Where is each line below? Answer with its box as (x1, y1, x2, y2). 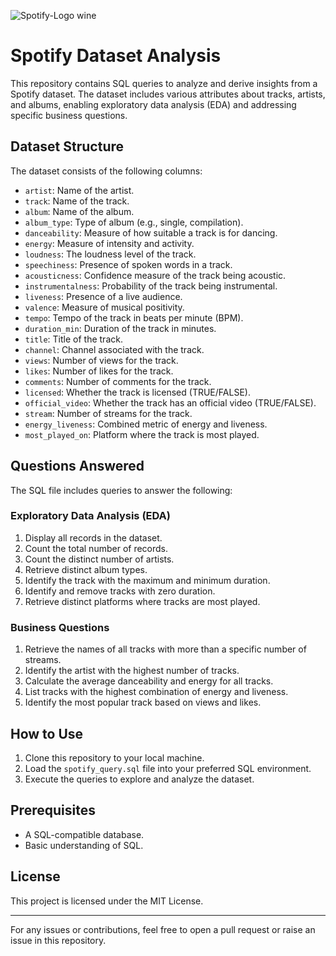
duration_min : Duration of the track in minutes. (24, 322, 217, 334)
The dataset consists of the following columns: (10, 165, 203, 177)
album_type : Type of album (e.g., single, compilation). (24, 216, 244, 228)
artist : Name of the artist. (24, 184, 135, 196)
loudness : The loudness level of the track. (24, 248, 197, 260)
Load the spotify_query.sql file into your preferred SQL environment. (24, 762, 312, 774)
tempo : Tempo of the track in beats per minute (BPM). (24, 311, 244, 324)
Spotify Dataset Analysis (10, 45, 222, 67)
